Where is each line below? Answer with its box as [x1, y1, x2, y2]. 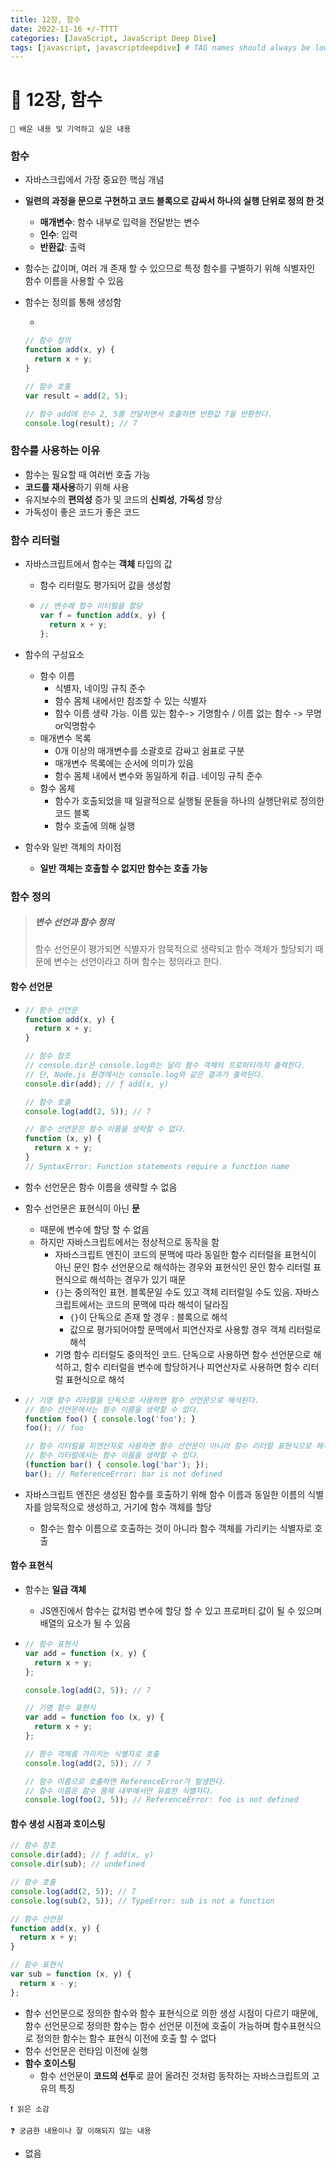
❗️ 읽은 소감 [10, 2104, 50, 2114]
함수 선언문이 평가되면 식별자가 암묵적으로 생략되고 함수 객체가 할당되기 [34, 943, 313, 955]
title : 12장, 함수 [10, 14, 81, 25]
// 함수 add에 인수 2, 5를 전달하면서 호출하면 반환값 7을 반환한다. [24, 409, 273, 419]
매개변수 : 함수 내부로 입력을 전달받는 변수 [39, 216, 201, 228]
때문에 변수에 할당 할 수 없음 [39, 1223, 150, 1235]
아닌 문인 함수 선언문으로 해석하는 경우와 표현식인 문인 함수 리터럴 [54, 1261, 312, 1273]
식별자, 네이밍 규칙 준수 [54, 682, 147, 694]
